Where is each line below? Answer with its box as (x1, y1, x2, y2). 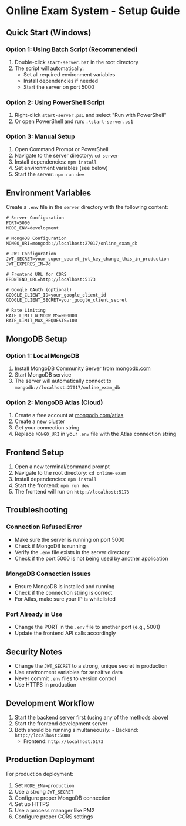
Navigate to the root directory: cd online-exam (14, 469, 126, 477)
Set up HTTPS (14, 800, 49, 807)
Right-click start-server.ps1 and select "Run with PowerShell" (14, 112, 167, 119)
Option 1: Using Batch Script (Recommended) (6, 45, 138, 54)
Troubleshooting (6, 505, 69, 515)
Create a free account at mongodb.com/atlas (14, 412, 124, 419)
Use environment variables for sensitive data (14, 669, 123, 676)
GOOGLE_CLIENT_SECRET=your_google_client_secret (6, 297, 127, 304)
